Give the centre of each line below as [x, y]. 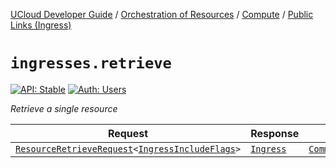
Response [275, 133]
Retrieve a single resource [64, 108]
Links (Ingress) [41, 25]
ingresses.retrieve [91, 63]
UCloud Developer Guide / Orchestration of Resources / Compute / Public [162, 14]
